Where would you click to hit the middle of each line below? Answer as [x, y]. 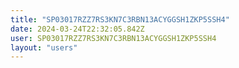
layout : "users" [44, 47]
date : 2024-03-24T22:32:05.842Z [77, 29]
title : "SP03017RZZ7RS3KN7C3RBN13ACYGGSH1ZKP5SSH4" [120, 19]
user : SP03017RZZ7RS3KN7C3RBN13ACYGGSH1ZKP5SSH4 [113, 38]
